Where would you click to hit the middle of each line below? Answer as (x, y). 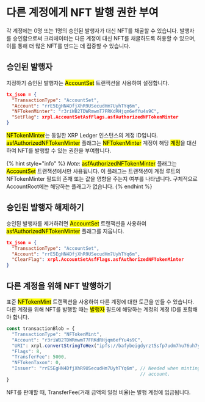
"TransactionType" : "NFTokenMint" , (57, 334)
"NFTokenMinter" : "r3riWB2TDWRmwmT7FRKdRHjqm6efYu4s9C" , (86, 111)
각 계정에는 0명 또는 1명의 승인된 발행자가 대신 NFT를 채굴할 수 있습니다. (92, 31)
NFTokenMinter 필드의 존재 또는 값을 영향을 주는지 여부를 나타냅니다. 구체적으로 (102, 179)
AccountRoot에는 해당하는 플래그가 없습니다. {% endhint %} (79, 186)
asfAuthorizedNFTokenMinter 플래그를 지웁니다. (65, 231)
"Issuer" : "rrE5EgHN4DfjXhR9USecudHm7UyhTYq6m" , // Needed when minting (106, 368)
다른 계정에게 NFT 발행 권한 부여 (82, 13)
